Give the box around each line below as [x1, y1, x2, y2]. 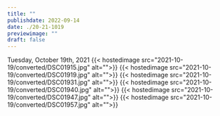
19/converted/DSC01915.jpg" [7, 63, 90, 72]
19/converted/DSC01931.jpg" [7, 78, 91, 86]
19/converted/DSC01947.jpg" [7, 93, 91, 102]
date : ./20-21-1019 [7, 23, 64, 30]
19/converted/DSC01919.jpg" [7, 71, 90, 79]
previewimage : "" [7, 30, 58, 37]
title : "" [7, 10, 36, 18]
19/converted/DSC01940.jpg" [7, 86, 92, 94]
